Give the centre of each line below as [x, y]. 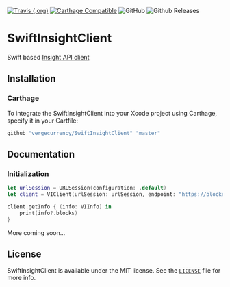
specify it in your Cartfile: [43, 121]
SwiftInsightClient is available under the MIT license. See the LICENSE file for [114, 271]
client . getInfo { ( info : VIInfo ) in [59, 207]
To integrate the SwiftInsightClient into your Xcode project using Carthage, [112, 113]
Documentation [41, 154]
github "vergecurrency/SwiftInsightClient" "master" [84, 133]
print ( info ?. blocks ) [49, 213]
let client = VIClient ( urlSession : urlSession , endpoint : [91, 195]
